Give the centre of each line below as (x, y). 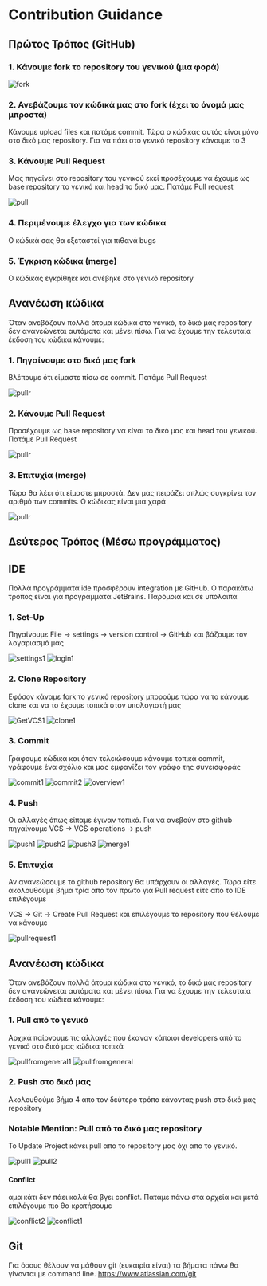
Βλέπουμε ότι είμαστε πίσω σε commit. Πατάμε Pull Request (108, 378)
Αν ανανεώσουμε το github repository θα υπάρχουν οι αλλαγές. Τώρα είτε (132, 882)
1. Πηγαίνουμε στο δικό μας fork (73, 360)
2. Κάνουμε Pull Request (57, 414)
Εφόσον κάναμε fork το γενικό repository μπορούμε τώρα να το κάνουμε (129, 696)
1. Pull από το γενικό (49, 1020)
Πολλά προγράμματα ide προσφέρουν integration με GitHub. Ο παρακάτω (131, 588)
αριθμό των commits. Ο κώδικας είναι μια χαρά (87, 501)
